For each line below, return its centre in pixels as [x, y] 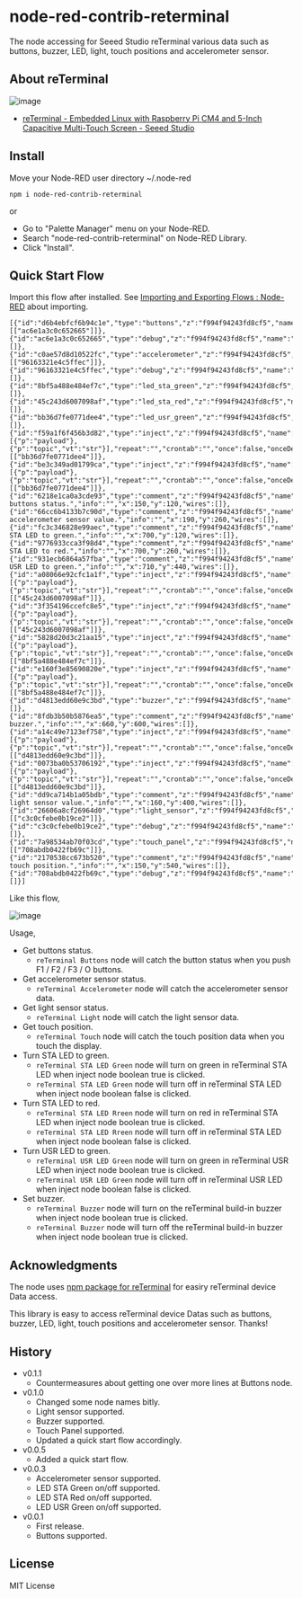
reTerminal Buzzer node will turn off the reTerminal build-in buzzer [159, 1228]
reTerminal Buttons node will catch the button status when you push [163, 960]
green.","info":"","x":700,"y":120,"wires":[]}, [147, 536]
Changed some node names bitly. [98, 1402]
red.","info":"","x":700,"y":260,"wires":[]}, [142, 551]
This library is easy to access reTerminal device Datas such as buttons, [141, 1314]
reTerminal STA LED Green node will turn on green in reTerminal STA [161, 1065]
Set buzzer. [44, 1199]
